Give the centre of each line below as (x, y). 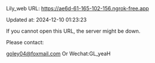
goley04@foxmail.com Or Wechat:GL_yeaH (58, 54)
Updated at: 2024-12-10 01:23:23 (47, 20)
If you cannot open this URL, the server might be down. (73, 31)
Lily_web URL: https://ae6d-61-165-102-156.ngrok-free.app (77, 8)
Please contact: (25, 42)
